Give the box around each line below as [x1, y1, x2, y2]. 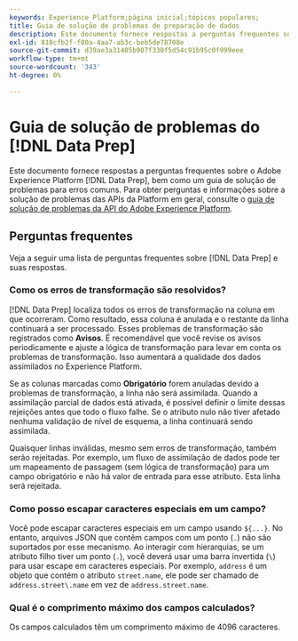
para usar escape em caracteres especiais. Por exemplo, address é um [9, 561, 268, 572]
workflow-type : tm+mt [9, 54, 90, 63]
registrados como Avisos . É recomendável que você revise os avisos [9, 333, 262, 343]
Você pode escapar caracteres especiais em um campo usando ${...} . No [9, 523, 284, 533]
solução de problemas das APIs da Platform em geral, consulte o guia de [9, 193, 275, 204]
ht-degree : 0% [9, 71, 62, 80]
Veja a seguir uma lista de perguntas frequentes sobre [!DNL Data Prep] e [9, 252, 278, 263]
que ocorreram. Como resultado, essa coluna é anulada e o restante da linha [9, 313, 289, 325]
